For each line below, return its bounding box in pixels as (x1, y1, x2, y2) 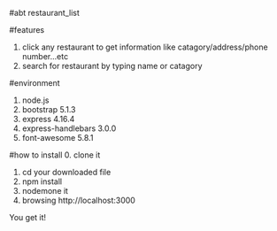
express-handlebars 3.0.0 (21, 123, 117, 134)
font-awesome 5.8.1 (21, 133, 94, 142)
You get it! (9, 212, 47, 222)
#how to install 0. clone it (9, 150, 101, 160)
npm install (21, 176, 63, 187)
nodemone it (21, 186, 69, 196)
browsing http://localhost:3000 (21, 195, 135, 205)
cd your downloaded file (21, 167, 112, 177)
